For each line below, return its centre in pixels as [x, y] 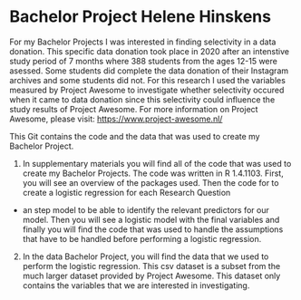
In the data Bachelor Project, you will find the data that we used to [146, 256]
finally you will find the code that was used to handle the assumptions [153, 229]
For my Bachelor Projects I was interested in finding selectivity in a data [143, 42]
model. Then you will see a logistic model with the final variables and [151, 219]
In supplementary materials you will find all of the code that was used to [157, 163]
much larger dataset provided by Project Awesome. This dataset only [151, 276]
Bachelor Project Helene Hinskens [141, 17]
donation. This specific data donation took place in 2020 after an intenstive [150, 51]
